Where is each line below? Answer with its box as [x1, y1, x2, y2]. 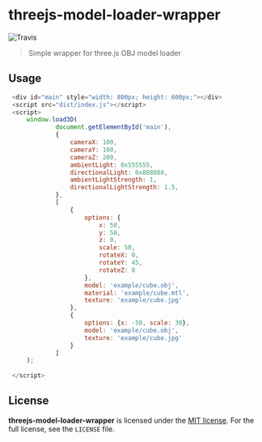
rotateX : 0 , [98, 251, 139, 260]
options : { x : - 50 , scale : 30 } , [84, 319, 190, 327]
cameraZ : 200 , [70, 153, 117, 161]
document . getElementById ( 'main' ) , [55, 123, 172, 131]
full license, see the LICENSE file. [8, 423, 115, 434]
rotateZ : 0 [98, 266, 136, 274]
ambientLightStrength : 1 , [70, 176, 158, 184]
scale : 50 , [98, 244, 136, 252]
